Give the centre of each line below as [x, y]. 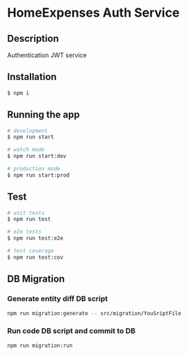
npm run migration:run [40, 346]
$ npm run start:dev [37, 156]
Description [33, 39]
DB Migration [36, 279]
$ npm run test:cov [35, 257]
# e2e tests [24, 232]
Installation [32, 77]
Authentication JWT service [47, 55]
